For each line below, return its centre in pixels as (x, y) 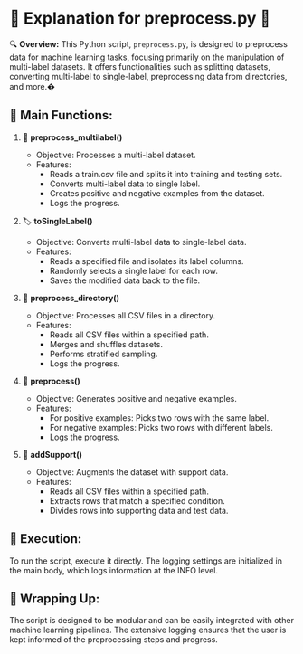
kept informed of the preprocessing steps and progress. (114, 640)
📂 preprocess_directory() (71, 298)
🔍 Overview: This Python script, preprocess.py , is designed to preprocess (148, 43)
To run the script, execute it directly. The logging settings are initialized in (146, 561)
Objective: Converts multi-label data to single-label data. (141, 242)
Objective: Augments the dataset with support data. (132, 472)
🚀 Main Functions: (61, 115)
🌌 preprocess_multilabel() (72, 137)
